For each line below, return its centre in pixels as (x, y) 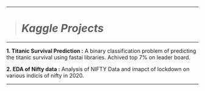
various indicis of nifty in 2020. (45, 75)
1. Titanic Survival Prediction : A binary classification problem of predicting (101, 51)
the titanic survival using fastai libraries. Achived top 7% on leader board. (99, 57)
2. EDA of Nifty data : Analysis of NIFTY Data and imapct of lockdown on (98, 69)
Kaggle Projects (62, 29)
